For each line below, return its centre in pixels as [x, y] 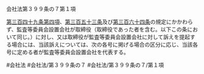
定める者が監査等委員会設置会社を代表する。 [73, 52]
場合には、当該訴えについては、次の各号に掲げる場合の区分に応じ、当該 [102, 45]
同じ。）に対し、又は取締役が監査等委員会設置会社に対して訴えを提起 [104, 37]
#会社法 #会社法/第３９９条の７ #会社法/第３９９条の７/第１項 [85, 65]
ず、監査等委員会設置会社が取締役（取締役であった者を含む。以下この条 [97, 29]
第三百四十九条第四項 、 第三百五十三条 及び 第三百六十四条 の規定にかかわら [100, 22]
